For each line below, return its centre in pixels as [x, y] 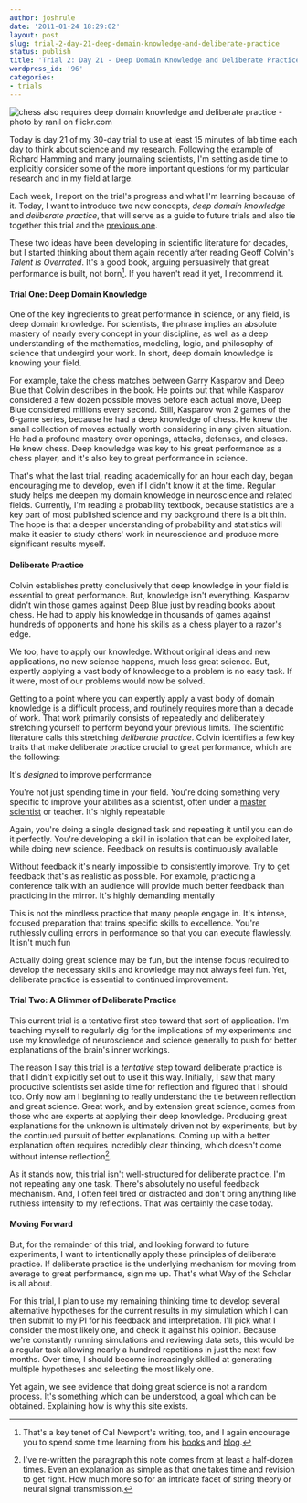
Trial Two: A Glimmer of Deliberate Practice [93, 1000]
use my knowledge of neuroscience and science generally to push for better [153, 1040]
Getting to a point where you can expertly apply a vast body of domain [142, 698]
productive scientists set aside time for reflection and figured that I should [148, 1086]
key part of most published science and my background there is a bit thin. [148, 515]
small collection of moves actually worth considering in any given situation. [151, 429]
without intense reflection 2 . [61, 1155]
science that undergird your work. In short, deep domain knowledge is [142, 354]
